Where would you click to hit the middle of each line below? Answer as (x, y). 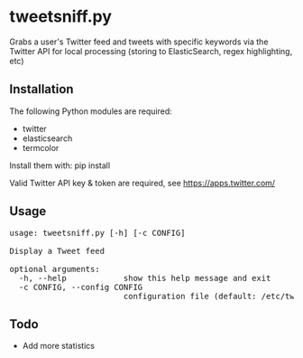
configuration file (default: (190, 296)
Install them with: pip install (60, 165)
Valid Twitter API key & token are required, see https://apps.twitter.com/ (142, 183)
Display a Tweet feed (57, 251)
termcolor (41, 147)
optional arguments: (55, 269)
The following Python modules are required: (91, 111)
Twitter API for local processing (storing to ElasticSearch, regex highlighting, (151, 51)
